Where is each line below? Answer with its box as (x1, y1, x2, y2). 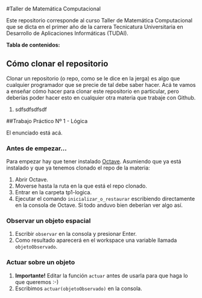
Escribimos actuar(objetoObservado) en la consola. (14, 285, 143, 292)
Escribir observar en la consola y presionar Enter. (14, 230, 137, 238)
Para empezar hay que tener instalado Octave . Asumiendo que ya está (6, 158, 181, 165)
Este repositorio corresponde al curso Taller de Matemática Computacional (6, 17, 193, 24)
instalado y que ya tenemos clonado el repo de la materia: (6, 164, 150, 171)
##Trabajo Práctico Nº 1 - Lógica (6, 117, 88, 124)
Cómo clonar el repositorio (6, 59, 109, 69)
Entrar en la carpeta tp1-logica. (14, 189, 92, 196)
